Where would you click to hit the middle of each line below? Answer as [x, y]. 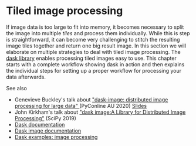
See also [17, 88]
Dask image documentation [48, 131]
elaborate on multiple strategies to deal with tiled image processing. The [93, 52]
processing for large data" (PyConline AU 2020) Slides [81, 106]
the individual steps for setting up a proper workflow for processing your [94, 70]
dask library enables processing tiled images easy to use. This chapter [92, 58]
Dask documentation [40, 124]
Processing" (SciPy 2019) [45, 118]
